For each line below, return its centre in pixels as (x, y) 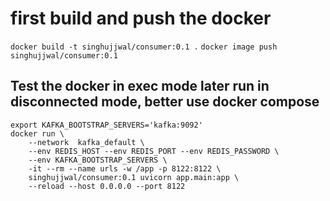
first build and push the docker (141, 18)
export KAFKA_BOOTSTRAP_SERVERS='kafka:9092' (106, 125)
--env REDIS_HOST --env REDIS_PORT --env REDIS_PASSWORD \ (154, 151)
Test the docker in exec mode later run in (140, 86)
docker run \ (37, 133)
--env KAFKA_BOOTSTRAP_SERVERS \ (98, 160)
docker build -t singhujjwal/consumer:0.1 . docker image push (144, 47)
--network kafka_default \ (86, 142)
